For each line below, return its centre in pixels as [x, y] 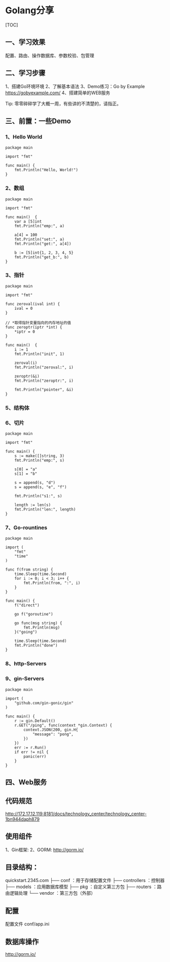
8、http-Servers [26, 664]
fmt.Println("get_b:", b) [42, 257]
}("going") [26, 632]
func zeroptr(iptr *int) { [34, 327]
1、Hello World [24, 137]
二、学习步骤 [25, 73]
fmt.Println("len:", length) [45, 510]
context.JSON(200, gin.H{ [51, 730]
